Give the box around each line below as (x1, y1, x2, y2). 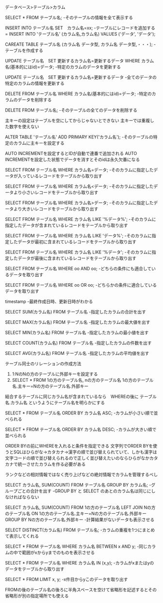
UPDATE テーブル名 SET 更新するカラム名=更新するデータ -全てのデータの (5, 75, 157, 80)
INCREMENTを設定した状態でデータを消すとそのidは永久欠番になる (5, 156, 140, 162)
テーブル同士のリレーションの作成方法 (5, 361, 81, 367)
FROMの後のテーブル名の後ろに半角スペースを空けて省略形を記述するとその (5, 587, 157, 592)
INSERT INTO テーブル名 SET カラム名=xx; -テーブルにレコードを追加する (5, 25, 155, 31)
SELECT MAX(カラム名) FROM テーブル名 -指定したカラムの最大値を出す (5, 319, 150, 325)
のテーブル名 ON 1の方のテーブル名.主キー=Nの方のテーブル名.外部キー (5, 511, 147, 516)
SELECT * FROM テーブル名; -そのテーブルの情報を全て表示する (5, 15, 133, 20)
